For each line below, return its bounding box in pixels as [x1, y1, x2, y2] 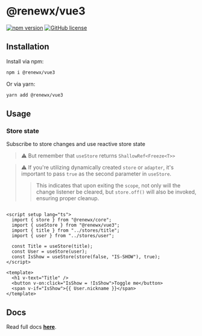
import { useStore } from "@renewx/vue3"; [11, 222, 120, 229]
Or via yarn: [6, 80, 36, 87]
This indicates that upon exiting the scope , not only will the [36, 182, 181, 189]
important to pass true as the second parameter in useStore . [21, 170, 172, 177]
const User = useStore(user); [11, 249, 87, 255]
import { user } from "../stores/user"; [11, 233, 115, 239]
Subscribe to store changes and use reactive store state [6, 141, 146, 148]
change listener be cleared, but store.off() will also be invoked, [36, 188, 197, 195]
